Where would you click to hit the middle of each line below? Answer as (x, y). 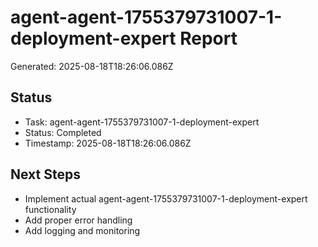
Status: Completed (63, 132)
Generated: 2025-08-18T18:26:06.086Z (92, 66)
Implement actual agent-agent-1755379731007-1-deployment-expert (166, 198)
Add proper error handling (78, 220)
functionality (50, 209)
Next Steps (45, 174)
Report (208, 38)
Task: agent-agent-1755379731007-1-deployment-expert (142, 122)
